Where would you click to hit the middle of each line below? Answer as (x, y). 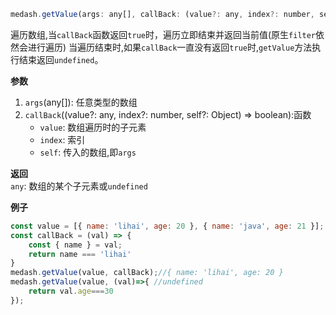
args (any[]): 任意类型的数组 (81, 102)
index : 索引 (62, 139)
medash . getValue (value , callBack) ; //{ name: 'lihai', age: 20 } (147, 273)
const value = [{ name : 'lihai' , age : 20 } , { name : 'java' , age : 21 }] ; (167, 226)
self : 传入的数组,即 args (88, 152)
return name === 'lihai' (80, 254)
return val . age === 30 (71, 291)
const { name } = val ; (75, 245)
